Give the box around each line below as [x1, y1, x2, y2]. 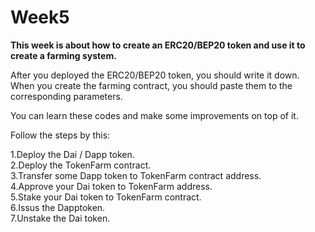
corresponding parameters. [10, 90, 123, 102]
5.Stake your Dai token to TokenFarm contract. [10, 191, 202, 203]
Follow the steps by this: [10, 129, 111, 141]
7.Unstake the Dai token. [10, 212, 111, 224]
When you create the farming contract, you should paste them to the [10, 79, 293, 91]
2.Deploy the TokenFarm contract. [10, 159, 152, 171]
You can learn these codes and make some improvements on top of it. [10, 109, 299, 121]
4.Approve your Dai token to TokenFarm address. [10, 180, 213, 192]
